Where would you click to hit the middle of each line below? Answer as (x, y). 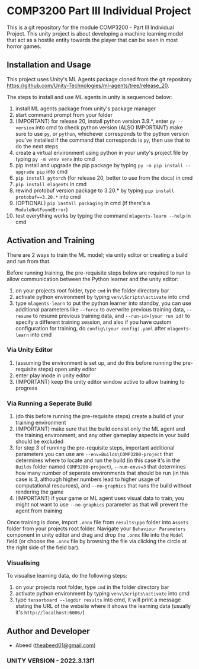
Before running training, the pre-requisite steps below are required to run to (99, 273)
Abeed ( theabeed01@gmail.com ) (55, 645)
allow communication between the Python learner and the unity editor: (93, 279)
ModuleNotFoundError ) (41, 209)
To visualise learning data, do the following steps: (67, 576)
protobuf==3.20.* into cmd (48, 196)
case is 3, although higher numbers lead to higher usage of (87, 479)
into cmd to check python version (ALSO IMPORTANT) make (109, 127)
